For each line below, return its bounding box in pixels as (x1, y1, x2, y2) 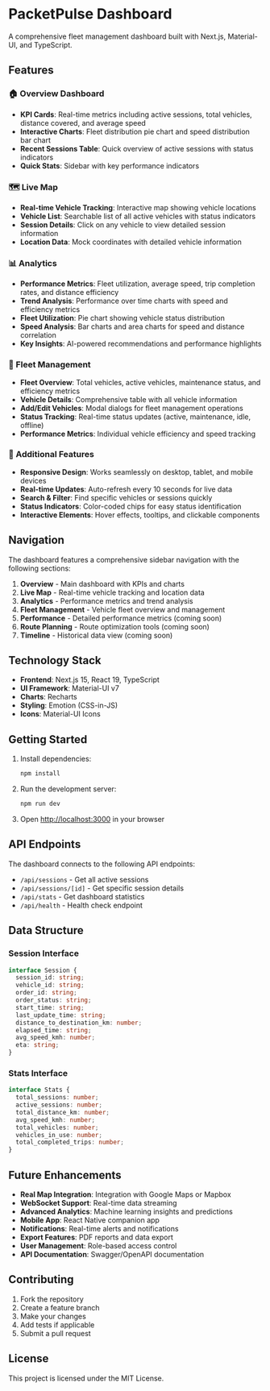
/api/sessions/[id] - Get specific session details (19, 883, 184, 893)
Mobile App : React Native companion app (19, 1215, 160, 1225)
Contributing (8, 1273, 74, 1286)
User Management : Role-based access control (19, 1240, 177, 1250)
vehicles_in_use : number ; (15, 1131, 103, 1139)
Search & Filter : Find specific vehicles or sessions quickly (19, 492, 213, 502)
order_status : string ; (15, 996, 92, 1004)
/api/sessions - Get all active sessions (19, 874, 149, 884)
